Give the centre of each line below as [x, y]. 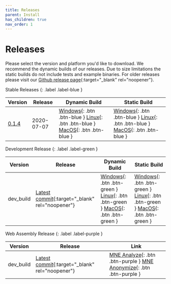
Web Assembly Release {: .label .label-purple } [54, 234]
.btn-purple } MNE [131, 262]
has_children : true [26, 19]
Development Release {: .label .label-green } [52, 149]
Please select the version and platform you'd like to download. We [75, 64]
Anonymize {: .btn [130, 268]
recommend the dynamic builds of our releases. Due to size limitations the [83, 69]
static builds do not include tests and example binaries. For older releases [82, 74]
